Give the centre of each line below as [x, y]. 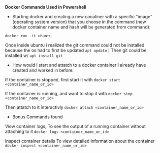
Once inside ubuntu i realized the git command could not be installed [75, 45]
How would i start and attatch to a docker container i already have [79, 65]
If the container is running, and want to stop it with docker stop [69, 93]
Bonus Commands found [37, 117]
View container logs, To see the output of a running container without [76, 126]
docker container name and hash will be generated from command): [81, 27]
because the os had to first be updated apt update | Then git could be [76, 50]
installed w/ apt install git [34, 55]
